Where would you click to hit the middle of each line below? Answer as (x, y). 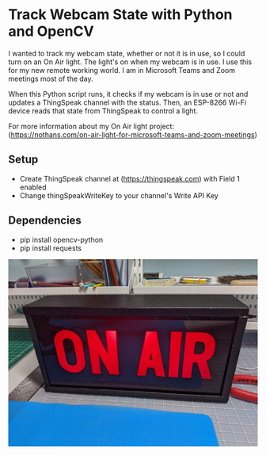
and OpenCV (51, 31)
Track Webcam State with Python (120, 15)
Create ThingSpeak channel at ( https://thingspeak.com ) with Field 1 (129, 178)
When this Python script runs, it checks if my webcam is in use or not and (128, 94)
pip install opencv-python (61, 239)
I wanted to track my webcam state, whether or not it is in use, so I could (127, 53)
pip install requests (50, 248)
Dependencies (45, 221)
